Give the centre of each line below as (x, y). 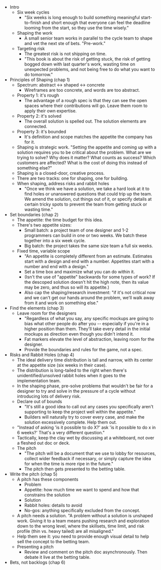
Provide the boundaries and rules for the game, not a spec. (83, 349)
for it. (30, 142)
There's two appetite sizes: (44, 225)
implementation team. (39, 381)
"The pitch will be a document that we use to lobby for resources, (90, 453)
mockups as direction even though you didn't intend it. (79, 334)
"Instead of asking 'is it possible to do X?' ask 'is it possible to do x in (86, 427)
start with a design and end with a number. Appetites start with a (89, 261)
